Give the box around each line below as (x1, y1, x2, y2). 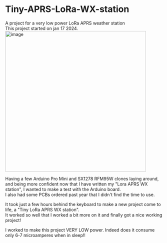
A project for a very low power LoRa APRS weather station (5, 20, 125, 26)
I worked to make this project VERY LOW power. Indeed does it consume (5, 226, 155, 233)
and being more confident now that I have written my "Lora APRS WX (5, 181, 148, 187)
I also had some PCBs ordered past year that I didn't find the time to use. (5, 191, 155, 197)
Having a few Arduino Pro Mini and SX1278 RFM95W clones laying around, (5, 175, 159, 181)
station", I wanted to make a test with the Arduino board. (5, 186, 121, 192)
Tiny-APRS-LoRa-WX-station (5, 3, 129, 15)
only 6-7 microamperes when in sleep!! (5, 232, 86, 238)
